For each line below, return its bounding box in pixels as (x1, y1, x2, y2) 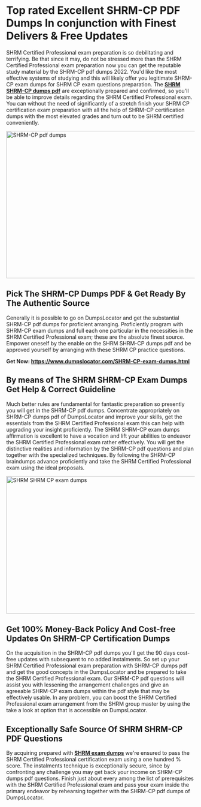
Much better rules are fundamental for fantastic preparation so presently (6, 400, 185, 408)
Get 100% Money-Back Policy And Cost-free (6, 624, 176, 634)
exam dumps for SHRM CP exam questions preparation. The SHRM (14, 80, 181, 88)
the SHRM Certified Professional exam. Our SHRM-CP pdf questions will (6, 675, 184, 682)
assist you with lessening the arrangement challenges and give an (6, 681, 169, 688)
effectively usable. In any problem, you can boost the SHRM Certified (6, 694, 177, 701)
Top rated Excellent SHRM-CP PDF (6, 4, 181, 17)
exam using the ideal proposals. (6, 464, 85, 471)
